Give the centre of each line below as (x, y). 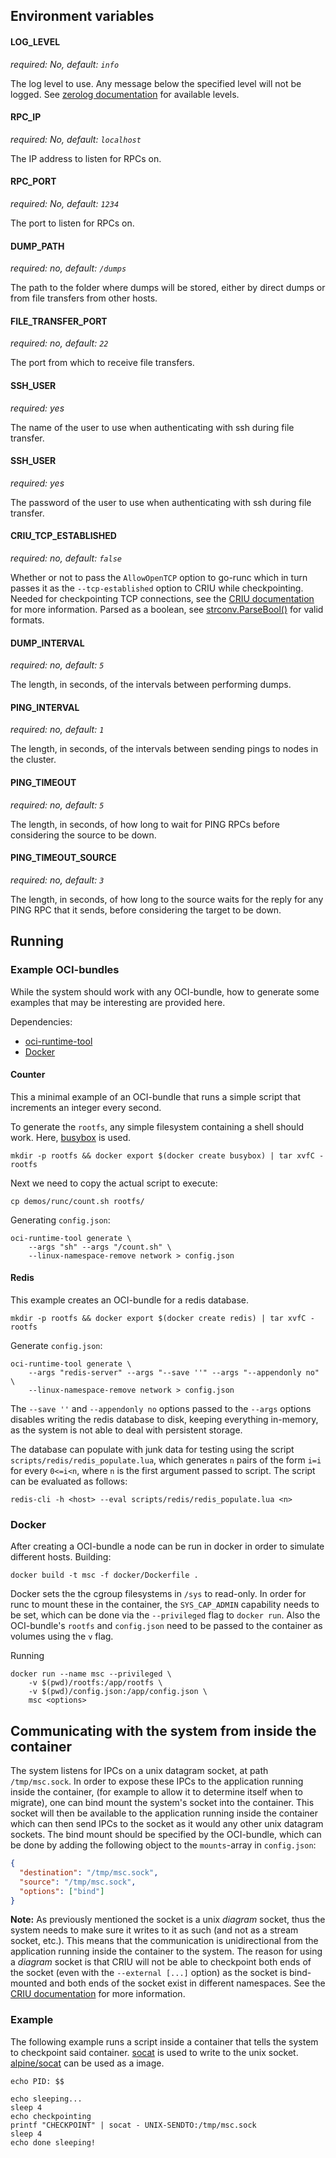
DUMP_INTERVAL (47, 643)
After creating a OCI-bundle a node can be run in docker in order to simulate (167, 1546)
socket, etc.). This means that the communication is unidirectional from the (164, 1941)
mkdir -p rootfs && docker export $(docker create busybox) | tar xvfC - (167, 1155)
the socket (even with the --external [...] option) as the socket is (149, 1973)
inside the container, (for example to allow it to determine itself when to (156, 1792)
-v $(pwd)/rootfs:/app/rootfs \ (95, 1683)
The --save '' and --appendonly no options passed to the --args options (161, 1408)
